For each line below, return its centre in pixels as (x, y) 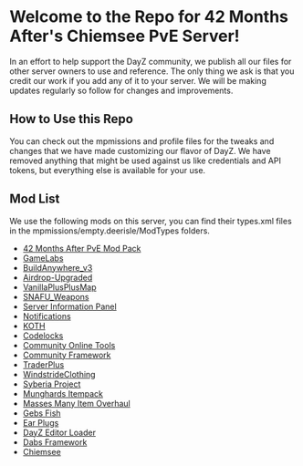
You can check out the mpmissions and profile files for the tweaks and (142, 141)
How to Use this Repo (72, 119)
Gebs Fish (42, 413)
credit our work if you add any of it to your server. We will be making (138, 80)
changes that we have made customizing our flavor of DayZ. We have (140, 150)
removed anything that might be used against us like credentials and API (145, 161)
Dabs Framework (55, 442)
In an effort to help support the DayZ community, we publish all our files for (151, 61)
